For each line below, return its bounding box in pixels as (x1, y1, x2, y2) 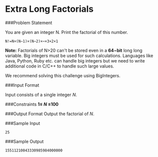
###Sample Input (5, 120, 40, 126)
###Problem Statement (5, 20, 53, 26)
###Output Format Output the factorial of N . (5, 111, 95, 117)
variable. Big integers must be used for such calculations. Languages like (5, 53, 154, 59)
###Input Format (5, 82, 39, 88)
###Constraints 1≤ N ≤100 (5, 101, 59, 107)
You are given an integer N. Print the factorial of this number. (5, 29, 128, 35)
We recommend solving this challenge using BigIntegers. (5, 72, 121, 78)
